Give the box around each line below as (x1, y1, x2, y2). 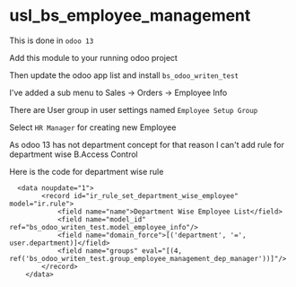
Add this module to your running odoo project (9, 52, 178, 63)
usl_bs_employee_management (9, 5, 251, 26)
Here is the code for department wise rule (9, 166, 164, 177)
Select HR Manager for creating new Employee (9, 122, 177, 133)
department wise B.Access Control (9, 149, 138, 160)
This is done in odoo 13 (9, 35, 94, 46)
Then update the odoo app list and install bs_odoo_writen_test (9, 69, 239, 81)
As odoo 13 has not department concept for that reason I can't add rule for (9, 139, 285, 150)
